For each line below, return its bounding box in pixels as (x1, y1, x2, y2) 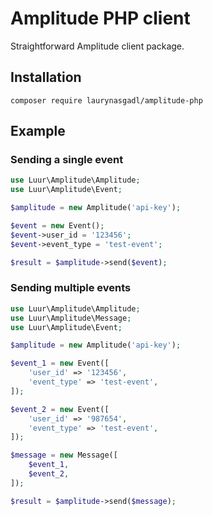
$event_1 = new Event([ (10, 358, 110, 369)
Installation (10, 69, 82, 86)
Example (10, 123, 66, 140)
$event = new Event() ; (10, 221, 105, 231)
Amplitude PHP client (10, 7, 191, 30)
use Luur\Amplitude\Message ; (10, 313, 132, 323)
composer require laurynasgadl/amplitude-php (10, 95, 203, 106)
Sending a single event (10, 153, 124, 167)
